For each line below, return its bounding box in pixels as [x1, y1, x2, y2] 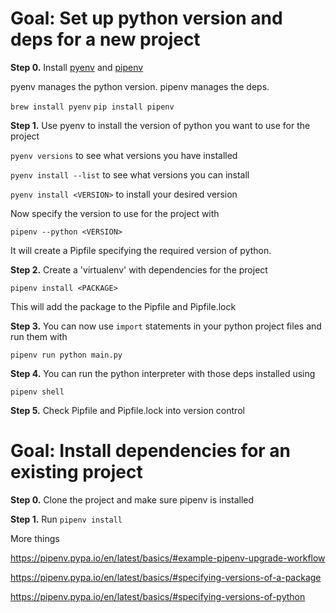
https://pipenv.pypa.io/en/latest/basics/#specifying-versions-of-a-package [10, 571, 322, 583]
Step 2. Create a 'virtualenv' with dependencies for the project [10, 263, 268, 276]
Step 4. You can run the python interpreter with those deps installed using [10, 367, 316, 379]
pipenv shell [10, 387, 65, 397]
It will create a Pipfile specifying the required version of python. [10, 244, 272, 256]
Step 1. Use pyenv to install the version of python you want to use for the [10, 119, 311, 131]
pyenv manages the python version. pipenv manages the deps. [10, 80, 270, 92]
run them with [10, 330, 68, 342]
